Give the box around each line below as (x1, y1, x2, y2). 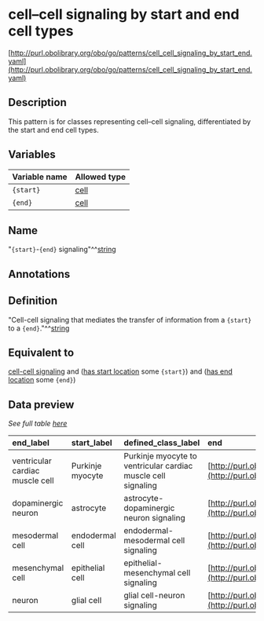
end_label (12, 437, 49, 448)
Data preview (8, 398, 75, 411)
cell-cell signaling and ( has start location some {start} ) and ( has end (8, 367, 233, 376)
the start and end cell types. (8, 125, 100, 134)
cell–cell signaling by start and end (8, 5, 240, 24)
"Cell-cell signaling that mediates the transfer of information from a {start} (8, 315, 252, 324)
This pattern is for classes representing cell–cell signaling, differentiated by (8, 116, 251, 126)
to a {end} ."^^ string (8, 323, 70, 333)
